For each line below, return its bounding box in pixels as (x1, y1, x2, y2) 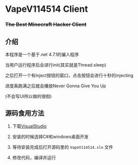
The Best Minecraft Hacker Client (5, 21, 87, 28)
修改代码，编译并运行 (12, 154, 56, 161)
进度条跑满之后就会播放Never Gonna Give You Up (5, 83, 106, 89)
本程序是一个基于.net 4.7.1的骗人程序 (5, 51, 79, 57)
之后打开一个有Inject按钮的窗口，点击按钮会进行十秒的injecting (5, 72, 134, 78)
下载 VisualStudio (12, 123, 47, 129)
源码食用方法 (5, 109, 45, 118)
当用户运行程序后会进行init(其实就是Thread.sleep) (5, 62, 106, 67)
